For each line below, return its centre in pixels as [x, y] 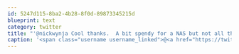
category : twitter [34, 27]
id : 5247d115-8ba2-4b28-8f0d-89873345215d [71, 14]
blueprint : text [31, 20]
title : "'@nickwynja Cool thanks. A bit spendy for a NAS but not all [116, 33]
